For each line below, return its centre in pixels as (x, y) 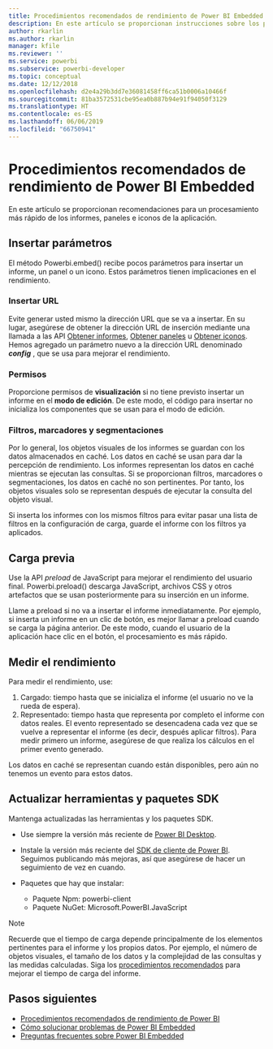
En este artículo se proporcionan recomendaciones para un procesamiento (134, 209)
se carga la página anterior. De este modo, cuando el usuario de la (119, 628)
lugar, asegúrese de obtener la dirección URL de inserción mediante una (129, 327)
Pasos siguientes (53, 999)
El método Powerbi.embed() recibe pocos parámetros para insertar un (126, 263)
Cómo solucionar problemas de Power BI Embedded (108, 1027)
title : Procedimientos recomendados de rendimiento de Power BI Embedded (136, 16)
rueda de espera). (50, 706)
